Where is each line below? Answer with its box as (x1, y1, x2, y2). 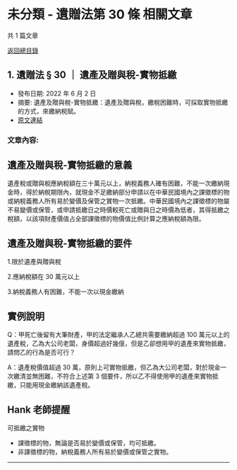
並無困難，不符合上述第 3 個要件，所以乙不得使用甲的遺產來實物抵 (25, 372, 219, 381)
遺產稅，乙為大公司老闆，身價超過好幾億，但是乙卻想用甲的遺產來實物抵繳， (7, 339, 230, 348)
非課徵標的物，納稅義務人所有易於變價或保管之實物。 (17, 447, 173, 456)
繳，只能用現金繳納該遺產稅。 (7, 381, 94, 389)
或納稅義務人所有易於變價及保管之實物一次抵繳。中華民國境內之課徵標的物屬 (7, 197, 230, 205)
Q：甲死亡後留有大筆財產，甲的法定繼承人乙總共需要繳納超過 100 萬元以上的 (7, 331, 230, 339)
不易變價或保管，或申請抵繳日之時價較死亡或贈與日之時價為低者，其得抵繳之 (7, 206, 230, 214)
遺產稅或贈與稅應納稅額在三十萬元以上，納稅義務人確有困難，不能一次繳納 (7, 179, 224, 188)
